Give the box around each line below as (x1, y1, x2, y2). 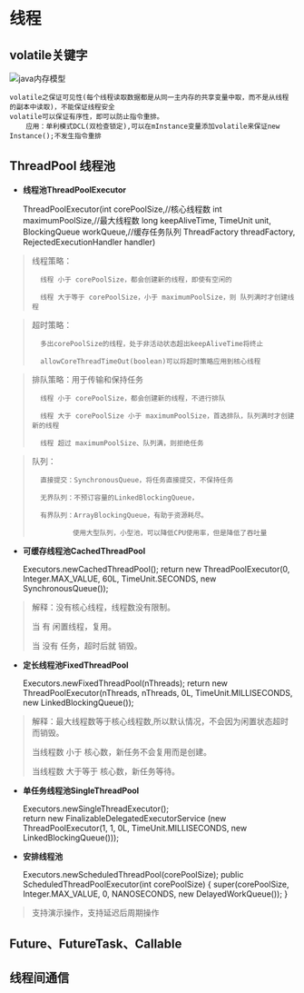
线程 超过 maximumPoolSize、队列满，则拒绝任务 (40, 438, 204, 448)
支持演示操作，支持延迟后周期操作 (31, 907, 160, 918)
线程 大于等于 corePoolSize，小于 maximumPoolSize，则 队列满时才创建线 (40, 293, 295, 302)
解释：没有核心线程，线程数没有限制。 (31, 601, 175, 612)
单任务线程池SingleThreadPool (22, 785, 140, 796)
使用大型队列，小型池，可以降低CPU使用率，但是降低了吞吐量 (72, 528, 268, 537)
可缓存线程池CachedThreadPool (22, 545, 146, 556)
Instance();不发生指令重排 (9, 132, 102, 141)
